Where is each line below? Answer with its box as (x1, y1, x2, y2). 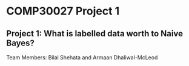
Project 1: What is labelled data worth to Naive (6, 28, 184, 39)
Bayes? (6, 38, 35, 48)
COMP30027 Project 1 (6, 4, 120, 18)
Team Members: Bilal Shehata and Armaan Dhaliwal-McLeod (6, 54, 158, 61)
